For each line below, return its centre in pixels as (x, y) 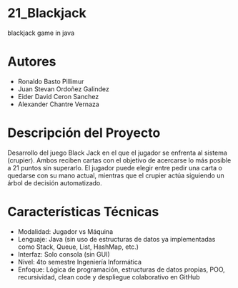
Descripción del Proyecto (84, 133)
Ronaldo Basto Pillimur (51, 81)
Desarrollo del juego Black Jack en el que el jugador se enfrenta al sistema (117, 153)
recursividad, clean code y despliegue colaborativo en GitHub (109, 277)
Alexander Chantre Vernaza (59, 104)
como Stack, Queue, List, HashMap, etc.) (78, 247)
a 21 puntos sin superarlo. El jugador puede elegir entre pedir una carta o (115, 168)
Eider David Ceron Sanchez (58, 96)
